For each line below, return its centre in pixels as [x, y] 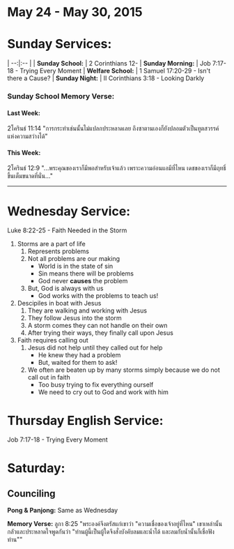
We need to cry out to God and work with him [103, 392]
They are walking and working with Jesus [87, 310]
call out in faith [49, 377]
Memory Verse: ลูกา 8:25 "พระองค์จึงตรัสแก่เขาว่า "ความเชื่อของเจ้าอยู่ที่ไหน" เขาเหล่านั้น [115, 524]
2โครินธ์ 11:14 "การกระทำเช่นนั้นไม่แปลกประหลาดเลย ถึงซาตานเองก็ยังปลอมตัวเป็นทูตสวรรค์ [113, 128]
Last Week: [24, 113]
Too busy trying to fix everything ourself [96, 385]
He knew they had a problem [79, 355]
